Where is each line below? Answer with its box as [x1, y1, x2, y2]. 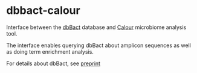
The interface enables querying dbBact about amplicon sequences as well [6, 42, 192, 49]
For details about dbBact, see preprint [6, 60, 101, 67]
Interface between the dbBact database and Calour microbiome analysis [6, 24, 187, 31]
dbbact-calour [6, 4, 80, 17]
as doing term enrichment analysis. [6, 48, 94, 55]
